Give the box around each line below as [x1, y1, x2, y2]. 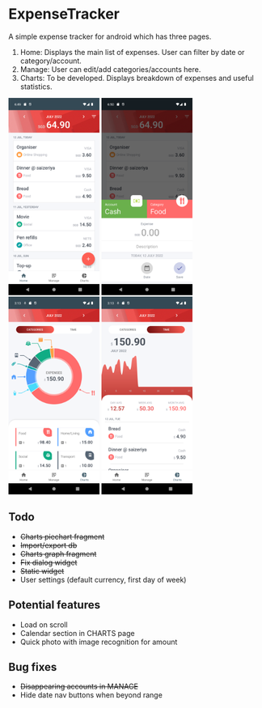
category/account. [19, 56, 82, 66]
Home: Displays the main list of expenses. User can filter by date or [19, 47, 245, 57]
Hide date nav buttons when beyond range [19, 690, 163, 700]
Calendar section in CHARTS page [19, 628, 135, 638]
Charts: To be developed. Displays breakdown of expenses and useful [19, 73, 255, 83]
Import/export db [19, 540, 78, 550]
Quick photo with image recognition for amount [19, 637, 178, 647]
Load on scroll [19, 620, 68, 630]
